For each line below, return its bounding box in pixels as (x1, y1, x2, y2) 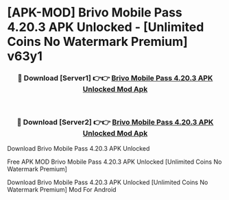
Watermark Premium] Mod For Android (7, 185, 117, 193)
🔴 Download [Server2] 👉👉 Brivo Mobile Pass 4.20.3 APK (16, 118, 214, 127)
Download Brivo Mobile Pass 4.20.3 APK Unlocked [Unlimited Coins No (7, 178, 208, 186)
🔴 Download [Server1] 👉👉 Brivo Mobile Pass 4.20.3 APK (17, 73, 213, 83)
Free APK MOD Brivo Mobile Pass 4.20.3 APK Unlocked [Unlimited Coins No (7, 158, 222, 166)
